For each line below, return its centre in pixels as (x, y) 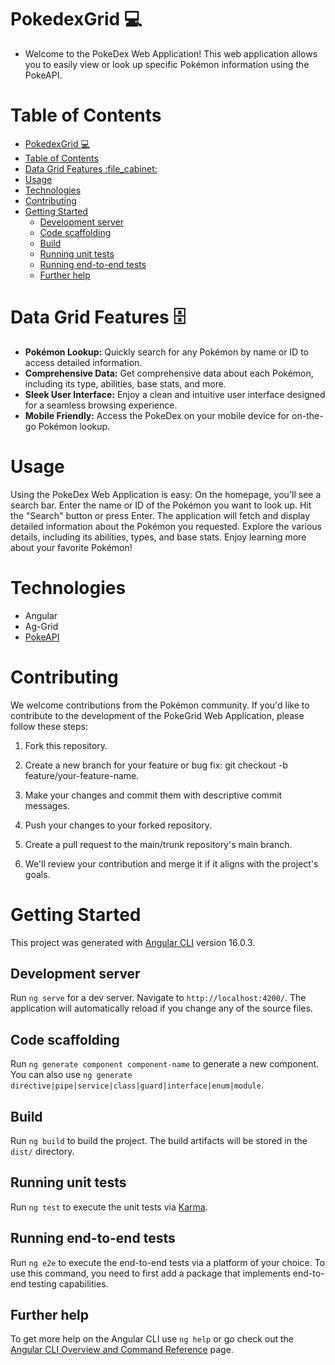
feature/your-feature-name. (82, 775)
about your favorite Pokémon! (71, 547)
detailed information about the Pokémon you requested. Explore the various (166, 526)
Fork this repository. (66, 745)
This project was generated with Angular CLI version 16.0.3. (133, 942)
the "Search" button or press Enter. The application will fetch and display (160, 515)
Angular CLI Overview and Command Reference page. (122, 1350)
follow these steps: (49, 726)
